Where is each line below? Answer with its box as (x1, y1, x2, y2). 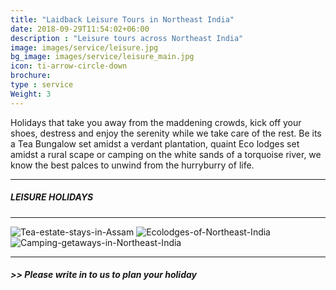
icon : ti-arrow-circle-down (10, 61, 128, 71)
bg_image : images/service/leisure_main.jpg (10, 52, 195, 62)
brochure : (10, 71, 52, 81)
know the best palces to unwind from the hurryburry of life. (10, 159, 255, 171)
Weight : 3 (10, 89, 52, 99)
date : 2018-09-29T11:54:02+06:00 (10, 24, 150, 34)
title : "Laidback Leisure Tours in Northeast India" (10, 14, 235, 25)
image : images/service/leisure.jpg (10, 42, 159, 53)
